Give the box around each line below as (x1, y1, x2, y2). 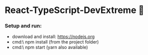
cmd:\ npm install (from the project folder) (12, 39, 99, 45)
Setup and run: (5, 22, 42, 29)
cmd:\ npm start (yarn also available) (12, 44, 89, 50)
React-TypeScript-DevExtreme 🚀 (5, 4, 144, 16)
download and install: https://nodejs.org (12, 33, 95, 39)
